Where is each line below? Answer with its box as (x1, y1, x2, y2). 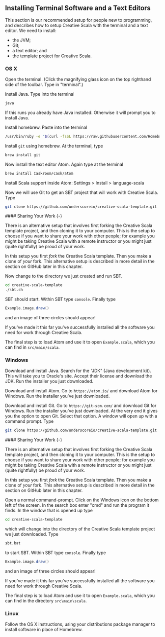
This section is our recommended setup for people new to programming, (5, 17, 152, 23)
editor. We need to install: (5, 27, 56, 34)
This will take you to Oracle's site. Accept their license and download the (5, 373, 152, 379)
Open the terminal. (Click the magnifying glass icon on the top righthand (5, 76, 151, 82)
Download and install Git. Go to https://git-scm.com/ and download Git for (5, 403, 157, 409)
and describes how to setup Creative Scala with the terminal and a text (5, 22, 148, 28)
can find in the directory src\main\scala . (5, 598, 87, 603)
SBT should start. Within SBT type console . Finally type (5, 296, 116, 302)
